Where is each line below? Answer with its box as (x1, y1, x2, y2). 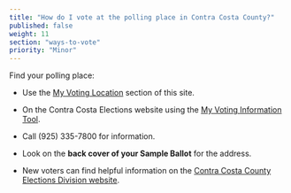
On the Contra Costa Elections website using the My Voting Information (21, 104, 282, 115)
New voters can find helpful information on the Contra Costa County (21, 166, 272, 176)
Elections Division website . (21, 174, 120, 186)
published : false (9, 21, 73, 30)
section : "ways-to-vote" (9, 37, 101, 47)
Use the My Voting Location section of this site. (21, 88, 195, 98)
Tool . (21, 114, 41, 125)
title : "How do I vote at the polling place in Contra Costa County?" (9, 12, 275, 22)
